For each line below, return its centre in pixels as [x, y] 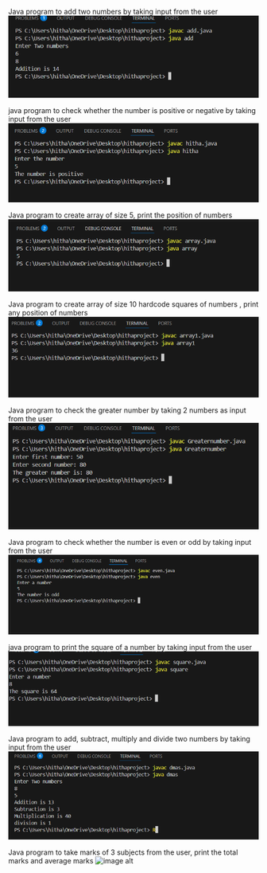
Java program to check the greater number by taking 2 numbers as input [127, 410]
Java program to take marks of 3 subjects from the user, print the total [123, 852]
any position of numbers [48, 312]
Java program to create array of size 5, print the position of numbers [120, 215]
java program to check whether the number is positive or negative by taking [132, 111]
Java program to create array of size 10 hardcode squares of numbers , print [133, 304]
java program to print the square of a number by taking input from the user [130, 648]
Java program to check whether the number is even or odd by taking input [130, 542]
